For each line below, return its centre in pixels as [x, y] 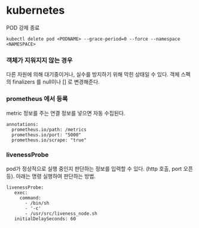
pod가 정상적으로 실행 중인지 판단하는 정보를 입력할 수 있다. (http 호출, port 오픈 [99, 168]
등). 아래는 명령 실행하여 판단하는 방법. [51, 176]
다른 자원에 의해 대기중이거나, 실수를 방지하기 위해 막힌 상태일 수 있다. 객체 [93, 75]
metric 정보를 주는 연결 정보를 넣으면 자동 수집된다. [66, 113]
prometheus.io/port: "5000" [47, 135]
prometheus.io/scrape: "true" [49, 140]
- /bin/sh [37, 203]
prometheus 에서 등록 [37, 99]
